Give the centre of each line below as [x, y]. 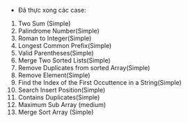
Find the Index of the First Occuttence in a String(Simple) [100, 82]
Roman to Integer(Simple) [55, 38]
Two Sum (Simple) [44, 23]
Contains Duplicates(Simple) [59, 97]
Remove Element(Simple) [54, 75]
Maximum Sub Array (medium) [62, 105]
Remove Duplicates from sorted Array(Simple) [84, 68]
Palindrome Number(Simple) [58, 31]
